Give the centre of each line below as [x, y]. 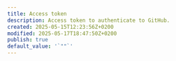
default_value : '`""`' [40, 46]
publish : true [28, 40]
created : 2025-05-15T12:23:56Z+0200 [60, 27]
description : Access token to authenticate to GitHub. [89, 20]
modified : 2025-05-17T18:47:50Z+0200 [62, 33]
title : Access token [37, 14]
